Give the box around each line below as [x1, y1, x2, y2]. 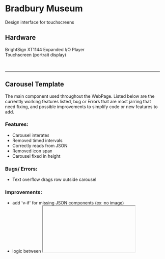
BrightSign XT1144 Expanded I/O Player [5, 46, 85, 52]
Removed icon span [12, 148, 53, 154]
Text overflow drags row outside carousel [12, 176, 97, 182]
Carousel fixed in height [12, 153, 60, 159]
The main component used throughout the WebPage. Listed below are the [5, 93, 155, 99]
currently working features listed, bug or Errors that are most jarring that [5, 98, 151, 104]
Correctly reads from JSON [12, 143, 68, 148]
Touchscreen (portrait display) [5, 52, 66, 58]
